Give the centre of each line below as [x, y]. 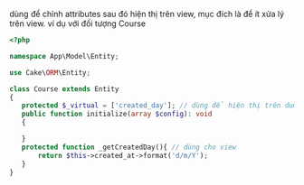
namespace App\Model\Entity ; [64, 56]
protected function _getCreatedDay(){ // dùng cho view [129, 147]
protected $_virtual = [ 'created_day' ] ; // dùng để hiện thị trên [151, 106]
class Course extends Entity [64, 89]
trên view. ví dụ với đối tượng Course [78, 23]
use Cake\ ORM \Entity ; [50, 72]
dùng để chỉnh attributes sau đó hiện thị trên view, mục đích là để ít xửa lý [147, 14]
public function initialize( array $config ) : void [117, 114]
